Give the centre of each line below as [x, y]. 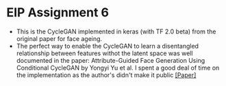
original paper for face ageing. [59, 38]
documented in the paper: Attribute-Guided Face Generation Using [111, 60]
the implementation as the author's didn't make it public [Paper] [106, 75]
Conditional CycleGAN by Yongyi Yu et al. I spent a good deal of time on [118, 68]
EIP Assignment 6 [58, 13]
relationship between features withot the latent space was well [104, 53]
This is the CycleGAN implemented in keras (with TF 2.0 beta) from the [116, 31]
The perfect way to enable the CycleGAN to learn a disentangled [108, 46]
